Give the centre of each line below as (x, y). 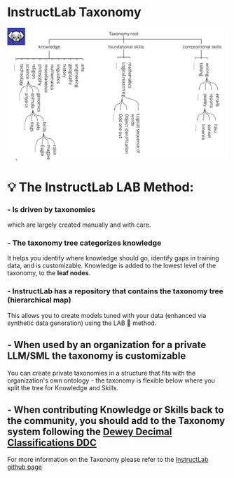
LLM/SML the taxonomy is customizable (97, 356)
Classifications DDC (52, 443)
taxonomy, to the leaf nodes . (49, 273)
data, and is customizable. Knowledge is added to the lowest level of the (112, 266)
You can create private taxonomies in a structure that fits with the (102, 373)
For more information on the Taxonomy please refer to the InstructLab (108, 460)
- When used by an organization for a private (107, 345)
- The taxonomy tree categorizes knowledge (84, 243)
